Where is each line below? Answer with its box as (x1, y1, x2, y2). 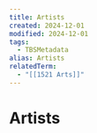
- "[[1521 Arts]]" (17, 70, 86, 79)
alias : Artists (9, 54, 65, 63)
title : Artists (9, 12, 65, 22)
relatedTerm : (9, 63, 57, 71)
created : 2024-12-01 (9, 21, 86, 30)
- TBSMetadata (17, 46, 69, 55)
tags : (9, 37, 29, 47)
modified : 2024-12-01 (9, 29, 89, 38)
